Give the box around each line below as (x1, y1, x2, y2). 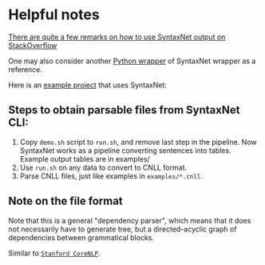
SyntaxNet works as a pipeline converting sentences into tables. (19, 146, 231, 155)
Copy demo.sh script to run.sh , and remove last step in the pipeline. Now (19, 137, 257, 147)
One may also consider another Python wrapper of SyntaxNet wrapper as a (8, 56, 256, 66)
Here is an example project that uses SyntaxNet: (8, 80, 168, 90)
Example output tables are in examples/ (19, 154, 150, 163)
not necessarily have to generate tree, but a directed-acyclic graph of (8, 224, 237, 234)
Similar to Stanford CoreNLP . (8, 248, 101, 258)
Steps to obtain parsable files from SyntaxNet (8, 103, 240, 117)
